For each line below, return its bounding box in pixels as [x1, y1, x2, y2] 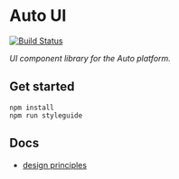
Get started [9, 79, 75, 95]
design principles [22, 159, 88, 170]
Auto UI [9, 5, 67, 26]
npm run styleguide [9, 110, 83, 120]
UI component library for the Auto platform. [9, 52, 172, 63]
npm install [9, 103, 54, 112]
